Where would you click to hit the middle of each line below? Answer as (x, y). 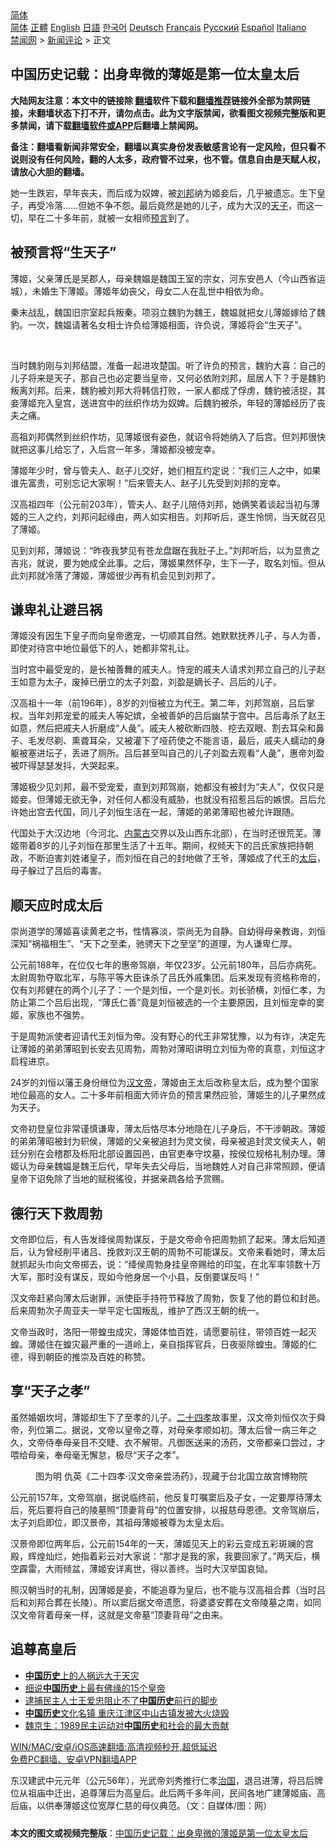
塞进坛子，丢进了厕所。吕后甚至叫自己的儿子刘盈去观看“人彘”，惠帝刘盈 (176, 753)
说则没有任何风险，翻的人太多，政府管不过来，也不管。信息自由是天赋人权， (168, 159)
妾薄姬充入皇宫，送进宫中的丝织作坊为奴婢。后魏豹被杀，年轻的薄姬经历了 (163, 403)
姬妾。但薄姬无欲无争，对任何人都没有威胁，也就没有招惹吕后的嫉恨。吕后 (163, 799)
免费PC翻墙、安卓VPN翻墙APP (73, 1759)
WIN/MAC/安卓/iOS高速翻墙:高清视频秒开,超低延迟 (114, 1746)
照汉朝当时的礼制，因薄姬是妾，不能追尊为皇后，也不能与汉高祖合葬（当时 (163, 1589)
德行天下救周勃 (56, 1213)
